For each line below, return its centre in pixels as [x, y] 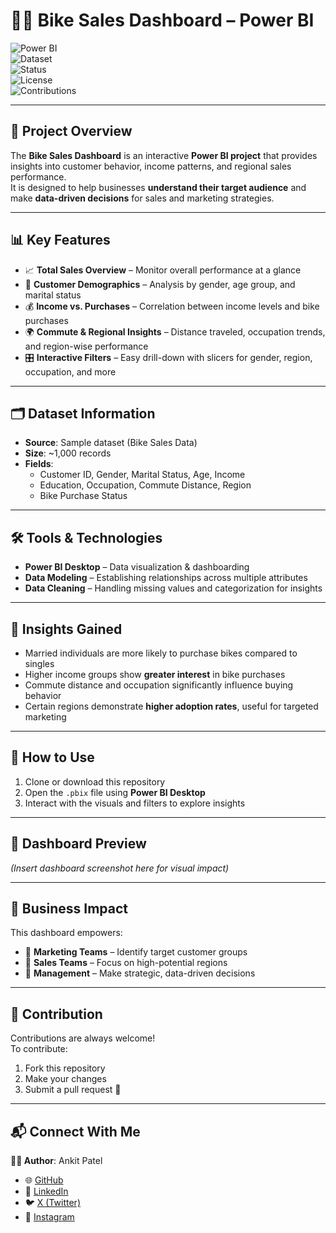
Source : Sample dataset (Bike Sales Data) [111, 443]
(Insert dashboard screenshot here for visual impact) [120, 868]
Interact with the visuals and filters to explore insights [135, 803]
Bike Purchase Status [83, 496]
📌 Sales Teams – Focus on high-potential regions [126, 963]
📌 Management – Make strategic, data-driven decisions [140, 973]
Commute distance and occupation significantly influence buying [159, 685]
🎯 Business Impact [69, 909]
